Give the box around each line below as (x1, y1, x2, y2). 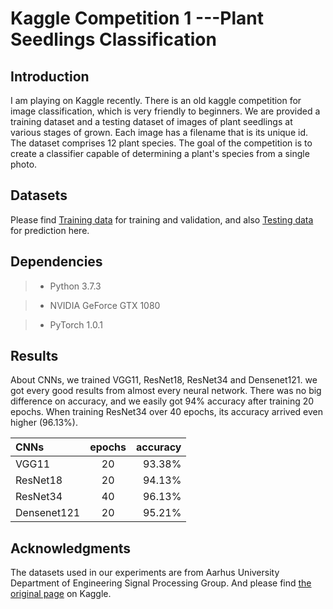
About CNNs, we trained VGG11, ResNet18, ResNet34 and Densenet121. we (10, 374, 318, 386)
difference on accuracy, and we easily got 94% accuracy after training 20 (10, 395, 315, 407)
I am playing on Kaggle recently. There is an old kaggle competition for (10, 95, 302, 106)
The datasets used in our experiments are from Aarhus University (10, 567, 280, 579)
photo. (10, 158, 38, 170)
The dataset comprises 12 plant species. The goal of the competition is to (10, 137, 313, 149)
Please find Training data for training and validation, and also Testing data (10, 213, 314, 226)
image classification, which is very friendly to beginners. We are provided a (10, 105, 321, 117)
